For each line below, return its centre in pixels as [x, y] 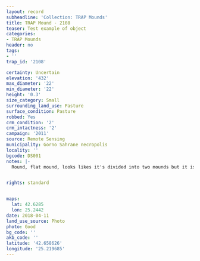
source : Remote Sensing [36, 139]
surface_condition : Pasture [41, 111]
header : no [20, 45]
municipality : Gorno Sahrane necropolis [57, 145]
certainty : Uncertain [33, 72]
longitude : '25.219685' [36, 249]
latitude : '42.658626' [34, 243]
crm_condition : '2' [30, 122]
